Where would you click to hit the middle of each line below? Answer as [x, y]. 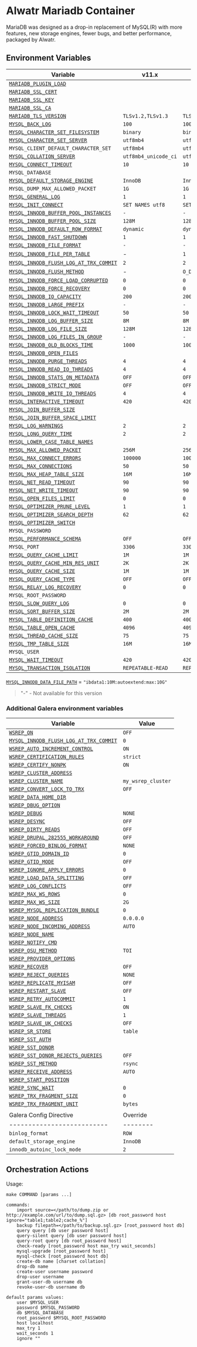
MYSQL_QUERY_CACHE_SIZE [42, 571]
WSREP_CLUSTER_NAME [36, 781]
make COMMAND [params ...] [39, 1194]
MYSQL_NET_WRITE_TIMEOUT [44, 490]
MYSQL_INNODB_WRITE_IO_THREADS [53, 393]
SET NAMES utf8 [144, 205]
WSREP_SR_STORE [30, 1031]
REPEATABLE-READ [145, 668]
